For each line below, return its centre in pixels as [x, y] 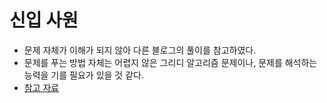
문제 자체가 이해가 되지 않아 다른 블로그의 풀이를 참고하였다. [140, 50]
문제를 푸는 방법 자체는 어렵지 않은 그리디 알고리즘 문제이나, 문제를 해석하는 [170, 62]
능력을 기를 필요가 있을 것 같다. [83, 75]
